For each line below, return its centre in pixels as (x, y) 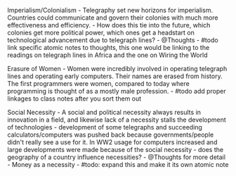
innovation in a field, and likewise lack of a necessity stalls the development (117, 120)
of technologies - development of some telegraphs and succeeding (105, 127)
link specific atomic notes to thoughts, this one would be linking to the (109, 48)
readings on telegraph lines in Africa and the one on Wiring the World (107, 55)
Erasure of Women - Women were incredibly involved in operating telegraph (117, 69)
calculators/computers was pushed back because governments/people (111, 134)
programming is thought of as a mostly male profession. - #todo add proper (117, 91)
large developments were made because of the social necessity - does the (115, 150)
